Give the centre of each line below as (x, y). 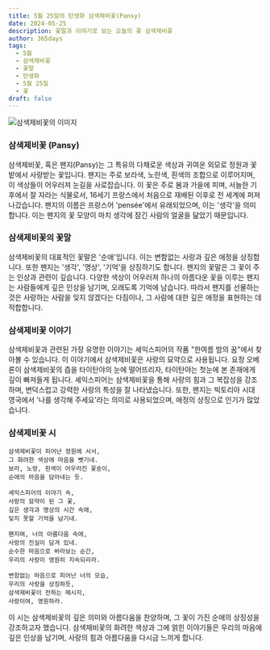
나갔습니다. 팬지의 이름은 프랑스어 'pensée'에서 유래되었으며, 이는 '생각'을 (125, 205)
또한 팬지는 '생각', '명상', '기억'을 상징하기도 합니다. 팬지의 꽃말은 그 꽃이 (138, 266)
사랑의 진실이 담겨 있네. (44, 543)
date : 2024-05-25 (37, 23)
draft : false (30, 99)
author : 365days (35, 38)
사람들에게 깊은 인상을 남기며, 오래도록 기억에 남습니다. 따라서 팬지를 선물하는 (138, 287)
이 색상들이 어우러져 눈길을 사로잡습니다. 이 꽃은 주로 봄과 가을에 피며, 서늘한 (129, 185)
